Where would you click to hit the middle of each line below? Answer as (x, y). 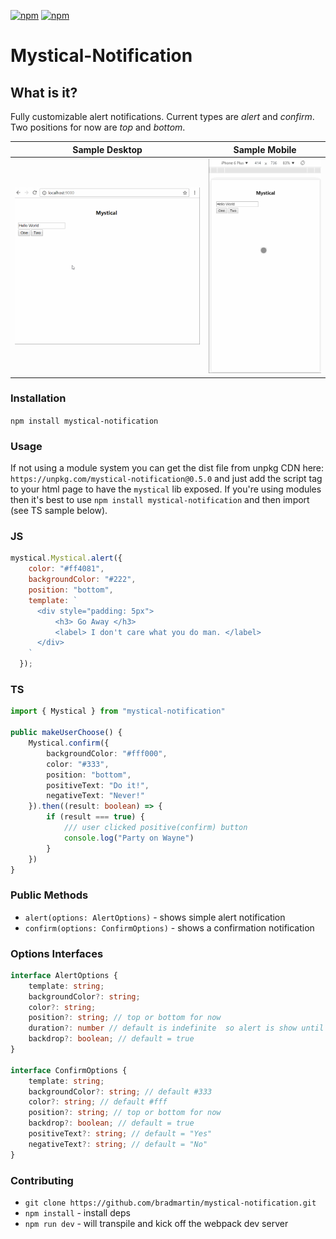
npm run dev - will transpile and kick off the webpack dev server (156, 1224)
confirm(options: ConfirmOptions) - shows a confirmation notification (169, 927)
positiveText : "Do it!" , (98, 785)
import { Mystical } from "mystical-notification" (118, 711)
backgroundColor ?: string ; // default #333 (120, 1091)
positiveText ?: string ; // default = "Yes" (120, 1134)
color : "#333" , (78, 764)
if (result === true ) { (95, 817)
